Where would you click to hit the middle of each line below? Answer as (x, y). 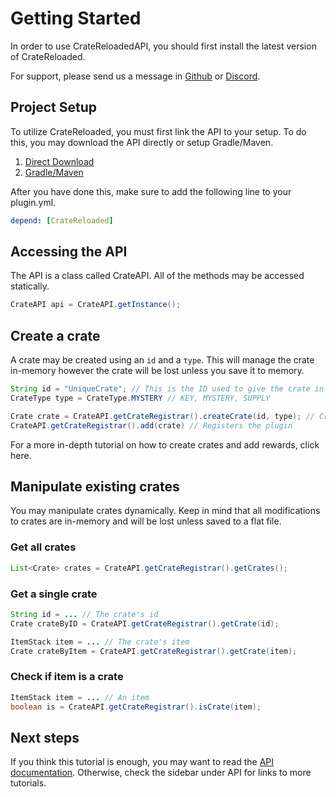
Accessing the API (69, 252)
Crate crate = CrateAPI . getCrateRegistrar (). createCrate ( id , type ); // (162, 416)
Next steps (45, 737)
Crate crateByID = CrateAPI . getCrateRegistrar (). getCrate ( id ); (145, 623)
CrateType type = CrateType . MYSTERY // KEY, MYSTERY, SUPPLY (140, 398)
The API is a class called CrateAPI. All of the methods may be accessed (157, 276)
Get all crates (43, 547)
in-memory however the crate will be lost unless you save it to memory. (157, 371)
